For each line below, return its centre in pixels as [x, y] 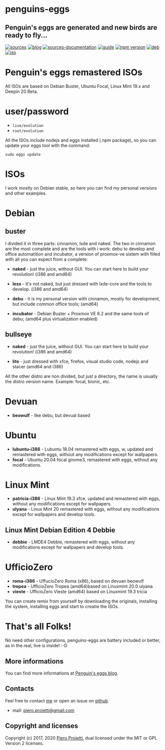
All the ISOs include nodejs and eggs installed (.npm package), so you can [81, 140]
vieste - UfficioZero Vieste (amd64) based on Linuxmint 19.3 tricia [80, 592]
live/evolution [28, 126]
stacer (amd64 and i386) [38, 366]
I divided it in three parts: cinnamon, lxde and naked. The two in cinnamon [80, 243]
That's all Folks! [38, 627]
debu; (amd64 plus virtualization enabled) [55, 319]
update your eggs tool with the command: [48, 145]
